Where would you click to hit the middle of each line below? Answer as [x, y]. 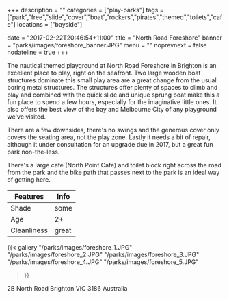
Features [29, 196]
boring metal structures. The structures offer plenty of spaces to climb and [112, 87]
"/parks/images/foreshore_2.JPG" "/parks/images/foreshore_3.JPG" [103, 254]
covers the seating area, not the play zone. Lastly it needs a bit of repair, [109, 137]
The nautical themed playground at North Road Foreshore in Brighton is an [112, 65]
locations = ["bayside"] [50, 24]
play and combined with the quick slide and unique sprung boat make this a [113, 95]
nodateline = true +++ [38, 52]
